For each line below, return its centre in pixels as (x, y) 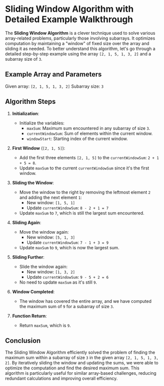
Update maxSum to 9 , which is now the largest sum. (69, 247)
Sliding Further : (28, 257)
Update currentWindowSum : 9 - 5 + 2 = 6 (68, 277)
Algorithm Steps (31, 102)
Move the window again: (44, 232)
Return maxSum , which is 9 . (45, 325)
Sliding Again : (27, 222)
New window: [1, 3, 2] (51, 272)
